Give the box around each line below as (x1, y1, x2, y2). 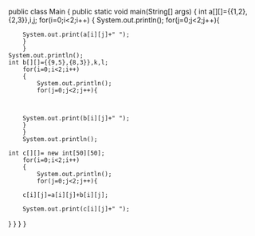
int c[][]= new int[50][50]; (8, 149, 105, 157)
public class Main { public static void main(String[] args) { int (8, 7, 207, 16)
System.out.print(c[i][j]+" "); (22, 205, 130, 213)
